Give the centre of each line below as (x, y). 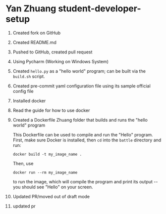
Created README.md (34, 42)
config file (23, 91)
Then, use (23, 163)
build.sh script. (29, 76)
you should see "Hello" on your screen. (53, 187)
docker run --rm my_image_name (45, 172)
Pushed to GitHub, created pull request (53, 52)
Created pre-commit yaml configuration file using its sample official (82, 86)
